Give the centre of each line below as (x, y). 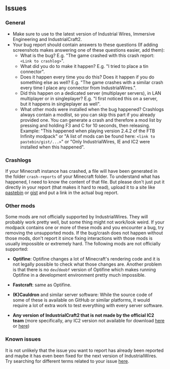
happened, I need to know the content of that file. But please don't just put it (85, 181)
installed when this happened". (53, 147)
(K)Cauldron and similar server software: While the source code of (82, 295)
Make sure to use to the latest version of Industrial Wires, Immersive (84, 34)
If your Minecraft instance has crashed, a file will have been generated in (81, 171)
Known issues (23, 339)
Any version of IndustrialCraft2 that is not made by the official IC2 (83, 315)
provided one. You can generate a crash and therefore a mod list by (91, 120)
